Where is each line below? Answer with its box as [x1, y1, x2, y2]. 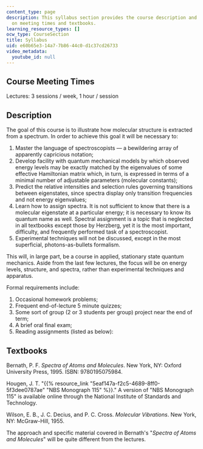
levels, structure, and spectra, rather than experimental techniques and [6, 266, 184, 273]
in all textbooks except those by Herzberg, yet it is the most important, [15, 222, 191, 229]
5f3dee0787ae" [6, 387, 46, 394]
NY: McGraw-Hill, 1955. [6, 417, 65, 425]
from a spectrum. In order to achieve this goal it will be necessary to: [6, 133, 178, 140]
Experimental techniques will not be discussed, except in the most [15, 235, 181, 242]
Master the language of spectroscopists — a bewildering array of [15, 144, 179, 152]
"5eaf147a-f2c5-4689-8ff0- [90, 380, 160, 387]
